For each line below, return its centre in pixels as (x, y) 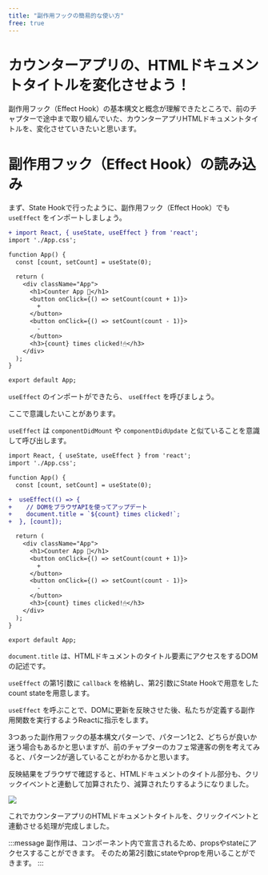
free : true (26, 23)
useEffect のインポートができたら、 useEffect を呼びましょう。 (113, 397)
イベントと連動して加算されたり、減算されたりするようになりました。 (138, 784)
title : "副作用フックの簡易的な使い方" (66, 16)
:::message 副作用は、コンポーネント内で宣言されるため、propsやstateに (129, 843)
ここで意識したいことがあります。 (64, 414)
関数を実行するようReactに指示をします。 (84, 720)
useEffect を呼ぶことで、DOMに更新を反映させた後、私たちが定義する (125, 710)
